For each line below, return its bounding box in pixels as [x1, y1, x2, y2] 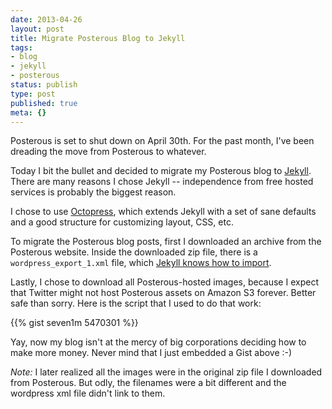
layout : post [10, 24, 65, 34]
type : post [10, 89, 56, 99]
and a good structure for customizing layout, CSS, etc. [10, 216, 234, 228]
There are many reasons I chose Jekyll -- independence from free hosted [10, 176, 314, 188]
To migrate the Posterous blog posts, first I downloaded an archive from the [10, 236, 322, 248]
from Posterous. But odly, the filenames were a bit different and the [10, 377, 287, 389]
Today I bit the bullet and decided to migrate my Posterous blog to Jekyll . [10, 165, 312, 177]
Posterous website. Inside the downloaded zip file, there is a [10, 246, 258, 258]
